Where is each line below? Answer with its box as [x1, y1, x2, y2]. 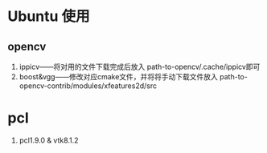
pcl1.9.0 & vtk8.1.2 [18, 135, 79, 145]
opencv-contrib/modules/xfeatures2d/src [18, 81, 158, 91]
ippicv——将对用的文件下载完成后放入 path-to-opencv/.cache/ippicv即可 [18, 62, 261, 71]
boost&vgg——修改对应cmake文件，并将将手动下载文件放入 [18, 72, 219, 81]
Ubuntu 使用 [7, 7, 90, 26]
